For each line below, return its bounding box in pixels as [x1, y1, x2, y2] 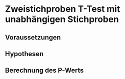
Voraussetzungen [5, 33, 61, 41]
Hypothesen [5, 50, 44, 58]
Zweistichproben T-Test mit [5, 3, 120, 15]
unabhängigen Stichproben [5, 14, 119, 25]
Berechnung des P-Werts [5, 66, 84, 75]
